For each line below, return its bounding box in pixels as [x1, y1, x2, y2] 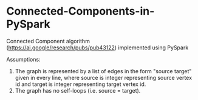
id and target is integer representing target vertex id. [15, 80, 146, 88]
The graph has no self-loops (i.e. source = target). [15, 87, 141, 94]
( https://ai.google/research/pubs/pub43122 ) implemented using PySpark [6, 44, 189, 51]
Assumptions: [6, 55, 41, 63]
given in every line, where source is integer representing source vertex [15, 74, 193, 81]
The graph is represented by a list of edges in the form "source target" [15, 67, 192, 74]
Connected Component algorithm [6, 37, 90, 45]
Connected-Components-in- [6, 4, 155, 18]
